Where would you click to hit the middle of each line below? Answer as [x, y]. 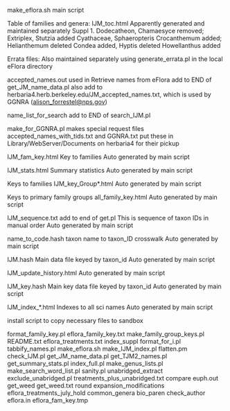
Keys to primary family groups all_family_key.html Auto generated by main [113, 197]
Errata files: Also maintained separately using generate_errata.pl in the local [115, 59]
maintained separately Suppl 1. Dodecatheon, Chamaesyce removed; [106, 31]
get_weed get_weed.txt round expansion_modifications [86, 385]
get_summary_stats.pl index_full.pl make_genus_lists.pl [85, 364]
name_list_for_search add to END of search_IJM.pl [79, 115]
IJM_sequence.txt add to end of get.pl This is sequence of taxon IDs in [108, 218]
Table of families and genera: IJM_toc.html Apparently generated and [106, 23]
